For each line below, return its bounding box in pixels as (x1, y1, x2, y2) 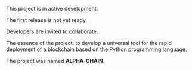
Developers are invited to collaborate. (6, 28, 98, 35)
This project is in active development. (6, 5, 98, 12)
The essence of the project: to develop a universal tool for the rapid (6, 40, 172, 46)
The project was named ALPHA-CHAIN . (6, 58, 105, 64)
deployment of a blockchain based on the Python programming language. (6, 46, 187, 53)
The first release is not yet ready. (6, 17, 88, 23)
